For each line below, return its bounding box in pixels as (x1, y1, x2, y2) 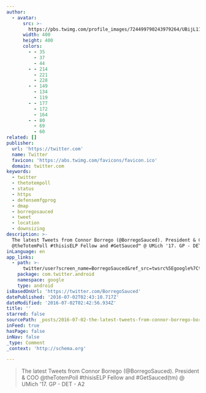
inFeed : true (6, 322, 40, 329)
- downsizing (12, 226, 45, 232)
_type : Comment (6, 340, 45, 346)
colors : (22, 44, 43, 50)
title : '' (6, 305, 32, 311)
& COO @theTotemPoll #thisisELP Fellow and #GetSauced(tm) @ (21, 374, 185, 381)
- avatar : (12, 15, 37, 21)
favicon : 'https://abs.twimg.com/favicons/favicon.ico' (12, 157, 158, 163)
